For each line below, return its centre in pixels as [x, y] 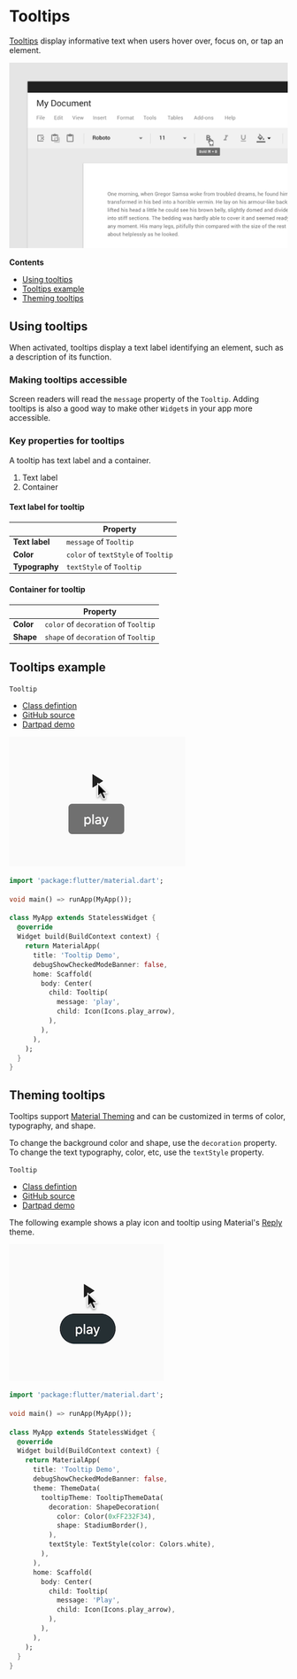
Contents [27, 262]
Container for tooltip [47, 590]
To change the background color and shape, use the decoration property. [143, 1143]
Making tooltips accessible [69, 380]
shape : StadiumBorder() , [102, 1526]
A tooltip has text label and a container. [80, 460]
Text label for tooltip [47, 507]
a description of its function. [61, 357]
